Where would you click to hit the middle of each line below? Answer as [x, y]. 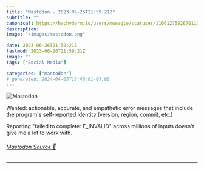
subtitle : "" [23, 18]
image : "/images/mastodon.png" [46, 35]
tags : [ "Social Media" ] [36, 62]
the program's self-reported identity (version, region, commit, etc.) [90, 115]
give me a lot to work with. [39, 133]
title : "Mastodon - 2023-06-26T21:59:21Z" [61, 12]
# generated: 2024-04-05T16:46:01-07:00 [58, 79]
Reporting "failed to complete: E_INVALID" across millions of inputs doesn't [100, 126]
